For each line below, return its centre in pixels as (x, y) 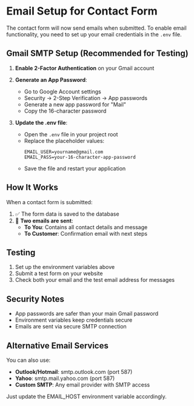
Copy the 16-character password (65, 111)
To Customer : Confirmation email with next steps (85, 233)
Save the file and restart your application (75, 168)
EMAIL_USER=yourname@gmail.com (64, 152)
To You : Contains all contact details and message (86, 227)
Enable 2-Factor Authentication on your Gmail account (85, 68)
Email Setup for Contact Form (82, 11)
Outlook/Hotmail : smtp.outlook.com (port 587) (74, 372)
